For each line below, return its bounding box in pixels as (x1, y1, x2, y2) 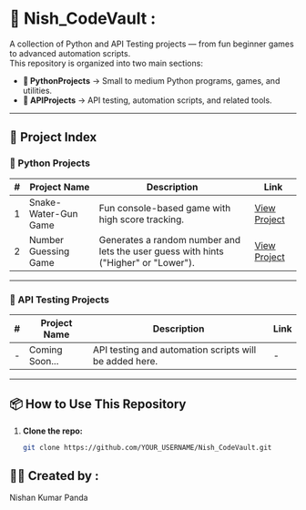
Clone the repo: (22, 425, 84, 436)
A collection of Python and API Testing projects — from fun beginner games (9, 38, 294, 49)
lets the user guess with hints (98, 245, 225, 258)
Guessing (28, 245, 70, 258)
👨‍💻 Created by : (9, 468, 99, 484)
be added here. (92, 354, 158, 367)
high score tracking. (98, 213, 185, 226)
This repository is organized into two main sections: (9, 57, 203, 68)
